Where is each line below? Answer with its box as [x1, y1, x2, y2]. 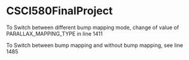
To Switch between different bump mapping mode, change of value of [6, 24, 179, 31]
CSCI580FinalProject [6, 4, 113, 18]
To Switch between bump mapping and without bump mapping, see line [6, 42, 184, 49]
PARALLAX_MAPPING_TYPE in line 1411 [6, 30, 103, 37]
